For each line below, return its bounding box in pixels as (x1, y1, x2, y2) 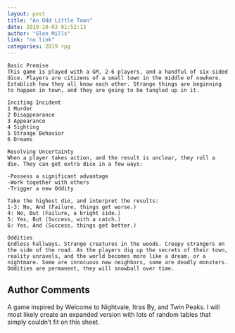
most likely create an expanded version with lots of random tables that (7, 310, 211, 318)
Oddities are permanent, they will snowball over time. (7, 265, 174, 272)
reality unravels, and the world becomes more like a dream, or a (7, 253, 206, 260)
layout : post (7, 10, 46, 18)
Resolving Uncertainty (7, 148, 74, 155)
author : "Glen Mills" (7, 30, 71, 37)
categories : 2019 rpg (7, 43, 71, 50)
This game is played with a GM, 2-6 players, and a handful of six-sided (7, 68, 229, 75)
